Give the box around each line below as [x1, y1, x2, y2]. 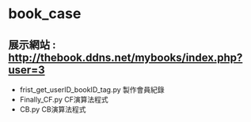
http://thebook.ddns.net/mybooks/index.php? [8, 50, 243, 64]
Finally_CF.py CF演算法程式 [19, 95, 108, 104]
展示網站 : [8, 38, 56, 51]
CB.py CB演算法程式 [19, 105, 86, 114]
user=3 [8, 63, 45, 76]
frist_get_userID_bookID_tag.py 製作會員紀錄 [19, 85, 165, 94]
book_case [8, 5, 82, 23]
